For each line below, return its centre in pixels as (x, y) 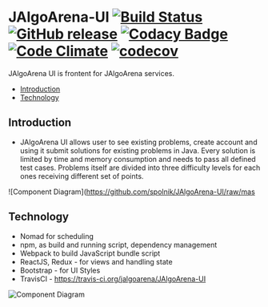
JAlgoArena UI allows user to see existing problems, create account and (138, 142)
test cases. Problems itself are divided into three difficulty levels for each (140, 168)
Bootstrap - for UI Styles (60, 270)
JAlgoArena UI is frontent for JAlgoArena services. (91, 73)
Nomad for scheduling (57, 236)
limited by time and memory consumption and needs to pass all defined (138, 159)
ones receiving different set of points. (82, 176)
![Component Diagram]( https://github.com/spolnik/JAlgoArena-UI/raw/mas (132, 192)
